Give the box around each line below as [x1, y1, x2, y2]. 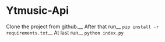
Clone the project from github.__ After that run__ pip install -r [6, 23, 159, 30]
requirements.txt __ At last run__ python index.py [6, 29, 124, 36]
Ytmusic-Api [6, 4, 69, 17]
